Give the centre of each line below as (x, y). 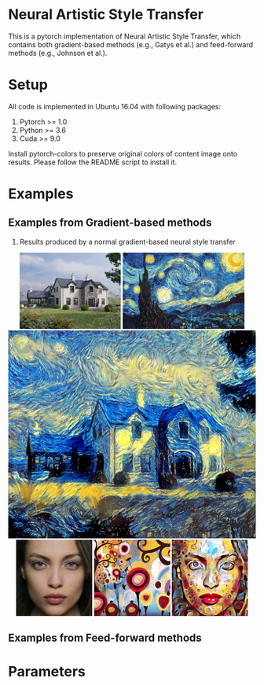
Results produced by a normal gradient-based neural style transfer (127, 241)
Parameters (47, 672)
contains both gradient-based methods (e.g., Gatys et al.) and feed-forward (131, 44)
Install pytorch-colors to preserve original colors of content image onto (123, 153)
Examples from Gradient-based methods (110, 223)
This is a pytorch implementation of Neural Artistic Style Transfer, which (125, 36)
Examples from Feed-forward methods (105, 638)
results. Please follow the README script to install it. (93, 162)
